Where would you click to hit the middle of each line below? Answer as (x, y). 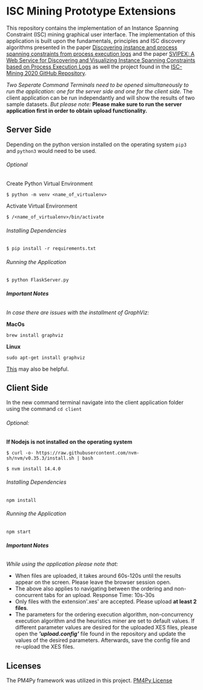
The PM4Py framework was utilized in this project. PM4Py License (89, 680)
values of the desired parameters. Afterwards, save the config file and (102, 640)
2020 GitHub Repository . (55, 73)
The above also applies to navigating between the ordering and (94, 589)
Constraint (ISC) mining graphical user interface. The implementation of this (101, 34)
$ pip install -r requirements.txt (51, 249)
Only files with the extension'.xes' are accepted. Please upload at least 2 (106, 601)
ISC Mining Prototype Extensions (91, 11)
